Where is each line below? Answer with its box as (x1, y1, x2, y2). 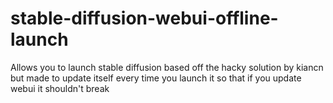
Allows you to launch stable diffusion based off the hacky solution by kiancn (10, 61, 324, 73)
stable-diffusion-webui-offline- (10, 7, 279, 30)
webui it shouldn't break (10, 82, 110, 94)
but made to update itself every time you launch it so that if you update (10, 72, 302, 84)
